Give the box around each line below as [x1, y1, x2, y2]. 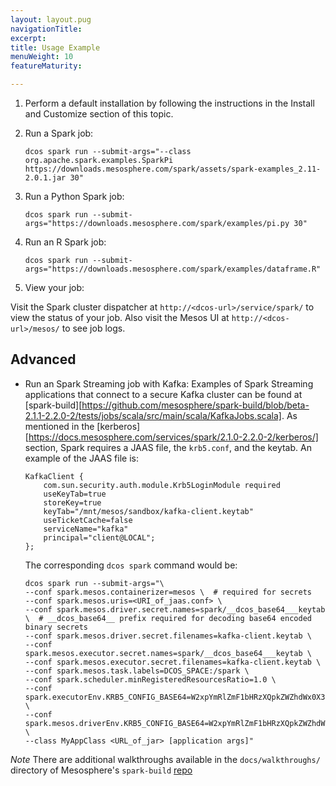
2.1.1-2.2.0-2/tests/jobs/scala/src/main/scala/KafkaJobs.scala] [24, 409, 282, 421]
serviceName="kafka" [43, 524, 129, 534]
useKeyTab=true [43, 489, 107, 499]
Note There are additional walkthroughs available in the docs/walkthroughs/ [10, 753, 321, 765]
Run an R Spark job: [24, 236, 107, 248]
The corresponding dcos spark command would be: [24, 559, 238, 571]
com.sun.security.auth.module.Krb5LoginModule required [43, 480, 281, 490]
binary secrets [24, 622, 89, 632]
